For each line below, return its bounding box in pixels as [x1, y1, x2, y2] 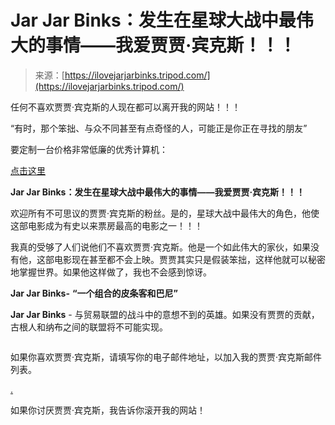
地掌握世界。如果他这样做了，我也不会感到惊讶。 [10, 266, 212, 278]
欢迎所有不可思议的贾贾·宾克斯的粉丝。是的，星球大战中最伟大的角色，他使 [10, 207, 320, 219]
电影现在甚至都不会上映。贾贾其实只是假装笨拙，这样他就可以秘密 [53, 253, 326, 265]
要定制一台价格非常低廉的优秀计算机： [10, 143, 168, 155]
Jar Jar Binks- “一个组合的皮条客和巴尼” [10, 287, 178, 299]
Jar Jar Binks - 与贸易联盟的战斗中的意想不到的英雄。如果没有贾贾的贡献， [10, 308, 320, 320]
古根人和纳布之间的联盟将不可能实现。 [10, 321, 168, 333]
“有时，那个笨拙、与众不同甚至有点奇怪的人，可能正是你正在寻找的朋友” [10, 122, 308, 134]
